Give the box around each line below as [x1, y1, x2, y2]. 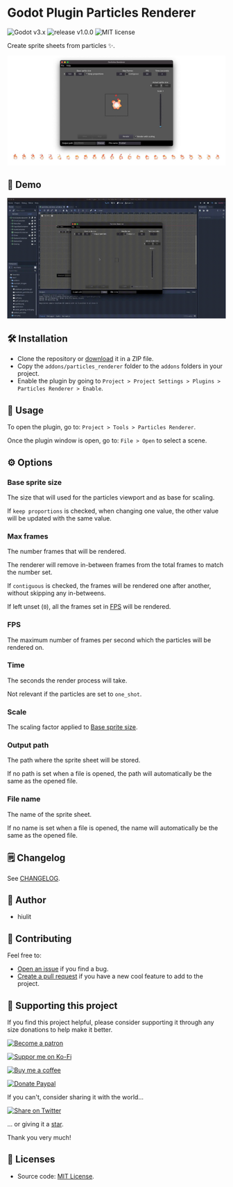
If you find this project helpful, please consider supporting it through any [7, 1018, 214, 1026]
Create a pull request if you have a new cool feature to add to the [17, 972, 203, 980]
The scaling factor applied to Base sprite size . [7, 723, 138, 731]
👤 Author [7, 894, 46, 906]
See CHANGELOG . [7, 874, 60, 882]
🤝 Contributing [7, 932, 72, 944]
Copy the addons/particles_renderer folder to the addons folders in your [17, 362, 223, 370]
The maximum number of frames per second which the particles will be [7, 635, 212, 644]
